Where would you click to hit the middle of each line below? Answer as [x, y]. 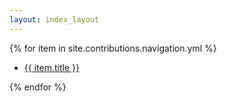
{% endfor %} [38, 87]
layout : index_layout [54, 19]
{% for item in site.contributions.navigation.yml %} [113, 48]
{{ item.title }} [51, 67]
